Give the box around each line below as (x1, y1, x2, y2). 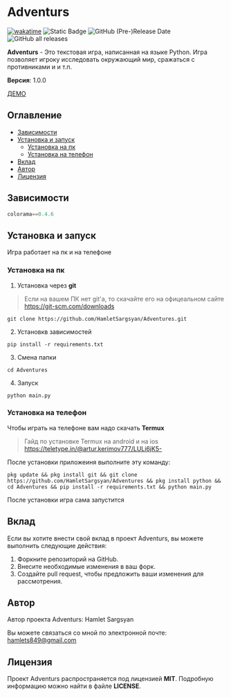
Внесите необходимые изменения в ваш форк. (17, 562, 156, 570)
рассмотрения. (17, 576, 63, 585)
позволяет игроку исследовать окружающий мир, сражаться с (7, 55, 195, 63)
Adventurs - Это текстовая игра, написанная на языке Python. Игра (7, 48, 207, 56)
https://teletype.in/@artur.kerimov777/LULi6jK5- (24, 444, 163, 452)
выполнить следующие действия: (7, 541, 107, 549)
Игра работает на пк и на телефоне (7, 248, 112, 256)
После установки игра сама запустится (7, 495, 124, 504)
